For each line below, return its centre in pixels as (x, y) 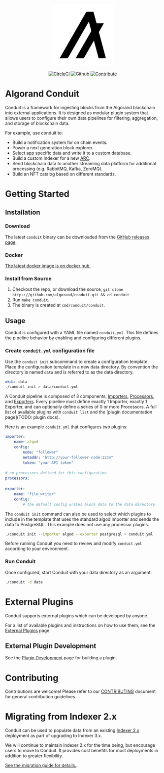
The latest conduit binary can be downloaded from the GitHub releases (77, 237)
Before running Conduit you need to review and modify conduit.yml (74, 544)
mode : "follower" (40, 452)
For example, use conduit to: (34, 133)
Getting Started (37, 194)
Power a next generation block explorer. (53, 147)
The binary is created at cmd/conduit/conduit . (59, 305)
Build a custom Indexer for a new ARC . (51, 158)
